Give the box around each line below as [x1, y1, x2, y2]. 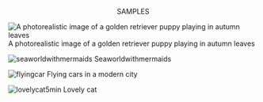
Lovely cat [63, 85, 97, 94]
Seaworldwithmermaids [93, 55, 172, 63]
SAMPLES [116, 7, 150, 16]
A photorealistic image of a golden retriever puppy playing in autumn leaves [8, 39, 255, 48]
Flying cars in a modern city [46, 70, 138, 78]
